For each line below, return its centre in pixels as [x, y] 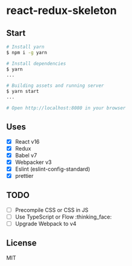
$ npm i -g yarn [27, 52]
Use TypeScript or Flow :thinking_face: [63, 217]
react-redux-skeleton [61, 11]
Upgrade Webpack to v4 [46, 223]
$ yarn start [23, 92]
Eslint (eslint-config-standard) [53, 169]
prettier [24, 176]
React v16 [27, 142]
